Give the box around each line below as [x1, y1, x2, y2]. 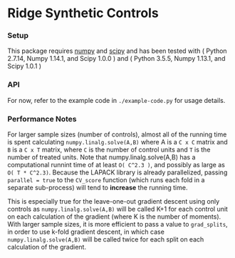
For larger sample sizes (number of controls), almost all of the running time [7, 130, 227, 139]
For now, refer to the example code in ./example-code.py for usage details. [7, 96, 226, 104]
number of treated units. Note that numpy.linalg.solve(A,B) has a [7, 153, 196, 162]
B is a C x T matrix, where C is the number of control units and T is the [7, 145, 211, 154]
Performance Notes [7, 114, 77, 124]
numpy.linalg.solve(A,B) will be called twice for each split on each [7, 235, 204, 244]
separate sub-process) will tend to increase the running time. [7, 184, 188, 192]
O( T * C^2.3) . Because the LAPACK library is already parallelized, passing [7, 168, 228, 177]
